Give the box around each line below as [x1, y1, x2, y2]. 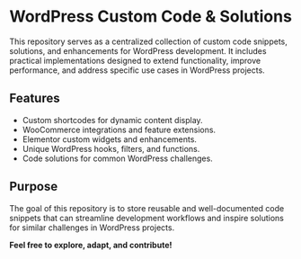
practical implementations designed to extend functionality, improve [9, 55, 261, 66]
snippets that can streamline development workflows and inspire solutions [9, 212, 285, 223]
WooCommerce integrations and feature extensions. [22, 124, 217, 135]
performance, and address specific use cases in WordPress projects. [9, 65, 265, 76]
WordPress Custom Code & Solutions [9, 6, 292, 27]
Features [9, 91, 60, 106]
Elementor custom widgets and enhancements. [22, 133, 198, 145]
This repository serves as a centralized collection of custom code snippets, [9, 36, 288, 47]
